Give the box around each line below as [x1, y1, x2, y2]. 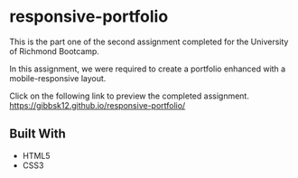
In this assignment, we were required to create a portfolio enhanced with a [9, 63, 286, 74]
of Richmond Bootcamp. [9, 45, 99, 56]
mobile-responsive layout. [9, 72, 107, 83]
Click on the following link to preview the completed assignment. [9, 90, 250, 101]
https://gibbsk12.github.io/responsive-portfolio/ [9, 99, 186, 110]
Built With [9, 126, 66, 142]
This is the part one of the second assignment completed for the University [9, 36, 289, 47]
